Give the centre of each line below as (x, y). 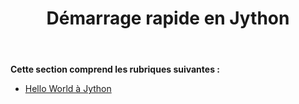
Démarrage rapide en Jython (168, 18)
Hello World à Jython (68, 89)
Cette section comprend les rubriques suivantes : (115, 69)
